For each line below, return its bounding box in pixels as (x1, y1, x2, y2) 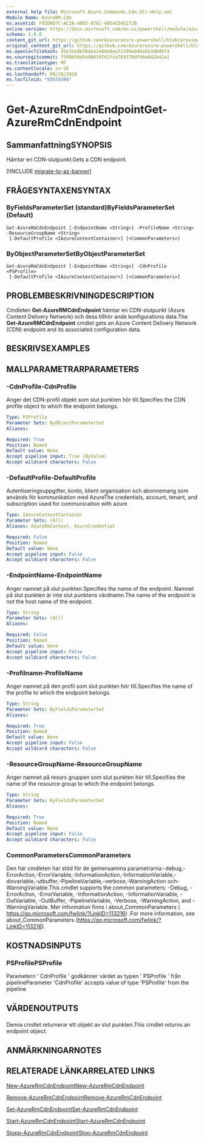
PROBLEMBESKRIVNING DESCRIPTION (6, 290, 154, 301)
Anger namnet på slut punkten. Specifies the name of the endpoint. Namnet (6, 585, 194, 592)
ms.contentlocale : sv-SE (6, 65, 69, 72)
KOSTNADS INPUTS (6, 940, 82, 951)
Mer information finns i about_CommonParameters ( (50, 903, 180, 911)
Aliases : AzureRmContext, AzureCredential (6, 523, 115, 529)
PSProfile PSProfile (6, 959, 63, 967)
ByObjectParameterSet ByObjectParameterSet (6, 250, 146, 258)
